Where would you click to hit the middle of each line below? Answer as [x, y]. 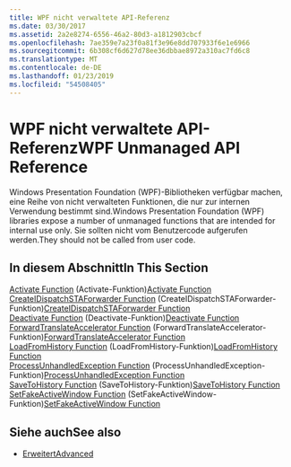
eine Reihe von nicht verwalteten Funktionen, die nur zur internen [130, 201]
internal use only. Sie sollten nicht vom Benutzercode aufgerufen [128, 230]
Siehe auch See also [65, 432]
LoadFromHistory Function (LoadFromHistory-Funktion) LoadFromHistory [144, 347]
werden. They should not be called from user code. [103, 240]
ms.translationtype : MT [54, 59]
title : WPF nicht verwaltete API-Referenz [90, 18]
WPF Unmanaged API [159, 148]
